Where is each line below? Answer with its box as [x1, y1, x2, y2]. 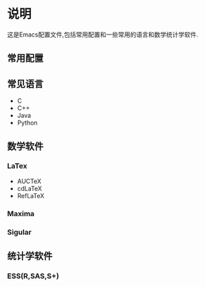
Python [17, 118, 38, 127]
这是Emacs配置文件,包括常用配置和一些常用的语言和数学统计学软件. [7, 30, 198, 39]
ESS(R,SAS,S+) [7, 271, 60, 281]
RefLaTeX [17, 191, 45, 200]
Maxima [7, 209, 35, 218]
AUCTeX [17, 177, 42, 185]
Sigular [7, 227, 32, 237]
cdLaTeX [17, 184, 43, 193]
